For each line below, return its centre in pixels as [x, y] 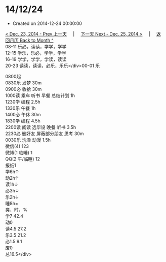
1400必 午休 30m [23, 114]
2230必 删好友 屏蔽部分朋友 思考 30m [45, 134]
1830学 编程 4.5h [23, 121]
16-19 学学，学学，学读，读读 [36, 59]
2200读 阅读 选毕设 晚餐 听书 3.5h [41, 127]
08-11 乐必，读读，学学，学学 [36, 46]
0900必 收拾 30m [24, 89]
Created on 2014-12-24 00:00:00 [47, 23]
